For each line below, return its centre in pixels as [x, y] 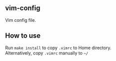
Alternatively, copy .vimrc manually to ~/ [47, 53]
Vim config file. [21, 20]
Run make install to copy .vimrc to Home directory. [58, 48]
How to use [23, 36]
